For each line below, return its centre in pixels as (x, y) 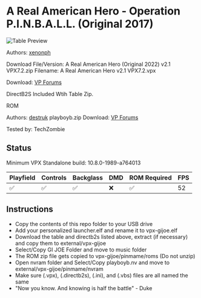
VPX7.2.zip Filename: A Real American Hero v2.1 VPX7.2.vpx (81, 70)
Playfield (22, 178)
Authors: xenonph (29, 52)
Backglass (87, 178)
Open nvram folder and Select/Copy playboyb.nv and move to (92, 262)
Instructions (30, 209)
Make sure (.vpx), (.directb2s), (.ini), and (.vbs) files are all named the (102, 275)
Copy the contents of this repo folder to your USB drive (84, 224)
